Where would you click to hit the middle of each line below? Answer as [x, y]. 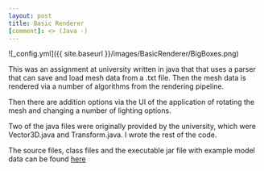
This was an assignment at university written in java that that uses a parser [132, 69]
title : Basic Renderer [46, 23]
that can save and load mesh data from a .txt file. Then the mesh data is [128, 78]
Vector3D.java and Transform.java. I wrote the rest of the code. [113, 135]
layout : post [30, 16]
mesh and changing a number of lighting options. [90, 111]
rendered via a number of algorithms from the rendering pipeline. [116, 86]
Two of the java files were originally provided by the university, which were [132, 127]
